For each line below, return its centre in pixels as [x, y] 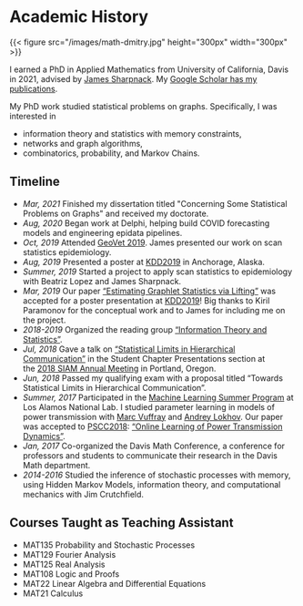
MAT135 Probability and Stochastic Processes [109, 545]
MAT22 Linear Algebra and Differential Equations [114, 583]
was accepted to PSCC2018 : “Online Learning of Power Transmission [152, 426]
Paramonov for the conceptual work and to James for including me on [154, 310]
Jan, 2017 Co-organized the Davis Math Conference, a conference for [153, 446]
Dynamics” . [44, 436]
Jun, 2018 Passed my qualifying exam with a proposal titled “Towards [153, 378]
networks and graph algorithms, [82, 143]
